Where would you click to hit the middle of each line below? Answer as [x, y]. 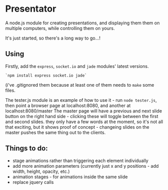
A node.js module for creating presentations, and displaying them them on [82, 23]
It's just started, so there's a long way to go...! [53, 38]
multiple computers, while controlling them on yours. [60, 28]
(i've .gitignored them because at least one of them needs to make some [80, 85]
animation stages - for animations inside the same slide [70, 177]
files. [10, 90]
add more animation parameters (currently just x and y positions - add [86, 166]
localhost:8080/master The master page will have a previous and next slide [84, 111]
